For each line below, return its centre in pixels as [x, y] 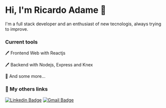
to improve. [17, 29]
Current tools [22, 42]
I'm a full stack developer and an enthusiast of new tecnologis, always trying [83, 24]
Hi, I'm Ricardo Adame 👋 [56, 10]
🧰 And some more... [25, 76]
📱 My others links [27, 89]
